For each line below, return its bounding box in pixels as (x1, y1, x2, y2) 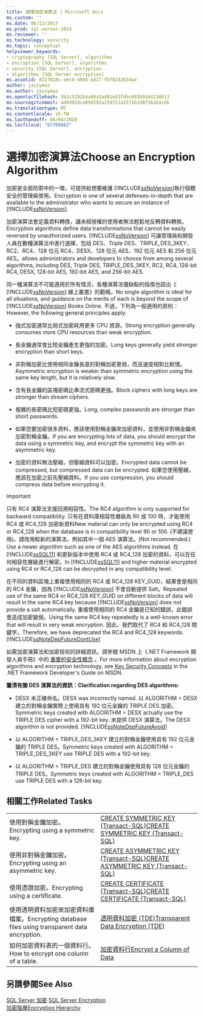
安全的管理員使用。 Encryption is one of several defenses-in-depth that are (6, 192, 193, 200)
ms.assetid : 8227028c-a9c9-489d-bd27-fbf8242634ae (6, 77, 137, 83)
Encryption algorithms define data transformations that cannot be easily (6, 225, 186, 232)
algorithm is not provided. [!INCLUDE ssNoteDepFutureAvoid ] (15, 723, 168, 730)
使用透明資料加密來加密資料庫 (9, 905, 95, 914)
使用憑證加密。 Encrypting (9, 883, 83, 892)
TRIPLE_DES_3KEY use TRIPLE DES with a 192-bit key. (15, 750, 151, 758)
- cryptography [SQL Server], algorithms (6, 54, 113, 60)
